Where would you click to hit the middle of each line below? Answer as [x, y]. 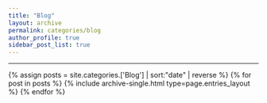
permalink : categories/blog [55, 30]
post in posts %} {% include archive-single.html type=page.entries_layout [129, 83]
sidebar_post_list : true [49, 45]
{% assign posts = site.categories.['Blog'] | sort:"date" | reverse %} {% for [130, 75]
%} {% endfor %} [37, 92]
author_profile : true [44, 38]
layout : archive [35, 23]
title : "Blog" [32, 15]
